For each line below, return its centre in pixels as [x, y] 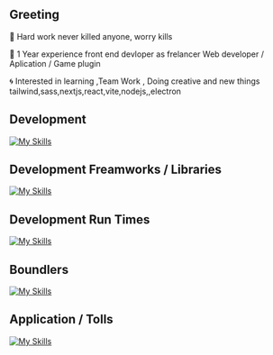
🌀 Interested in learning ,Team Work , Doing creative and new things [135, 81]
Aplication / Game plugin [55, 63]
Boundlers [39, 269]
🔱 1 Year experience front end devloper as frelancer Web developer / [136, 54]
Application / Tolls [62, 319]
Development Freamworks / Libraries [116, 170]
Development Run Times [80, 219]
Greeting [35, 15]
